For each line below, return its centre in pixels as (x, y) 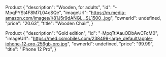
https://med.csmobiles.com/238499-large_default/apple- (93, 38)
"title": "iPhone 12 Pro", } (31, 49)
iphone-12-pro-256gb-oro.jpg (36, 44)
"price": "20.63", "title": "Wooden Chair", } (49, 23)
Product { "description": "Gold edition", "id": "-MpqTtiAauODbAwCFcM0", (82, 33)
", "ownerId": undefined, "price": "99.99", (110, 44)
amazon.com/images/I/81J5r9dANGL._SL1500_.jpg (58, 18)
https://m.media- (109, 13)
